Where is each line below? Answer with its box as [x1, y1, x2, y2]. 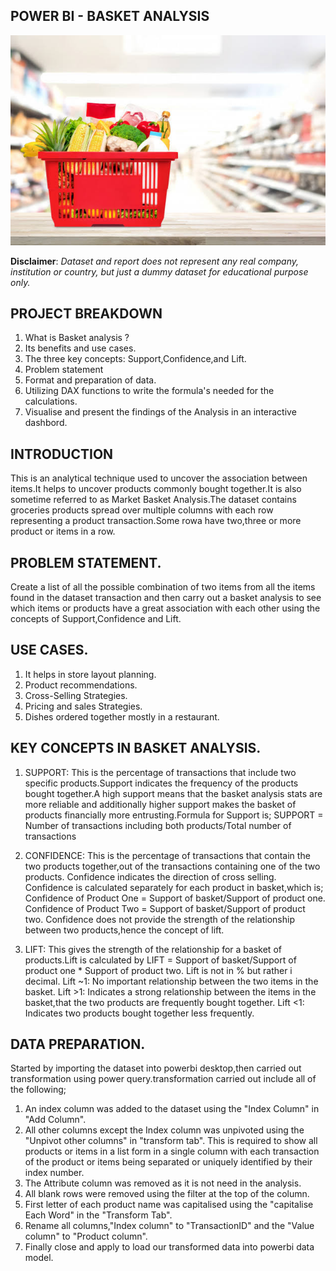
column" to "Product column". [24, 1230, 148, 1243]
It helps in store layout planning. [24, 668, 157, 680]
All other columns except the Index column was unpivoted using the [24, 1124, 305, 1136]
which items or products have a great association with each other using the [10, 602, 321, 614]
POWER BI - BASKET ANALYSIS [10, 8, 210, 25]
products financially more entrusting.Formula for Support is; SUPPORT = [24, 809, 324, 821]
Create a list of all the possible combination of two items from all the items [10, 580, 316, 593]
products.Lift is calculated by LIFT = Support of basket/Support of [24, 954, 297, 966]
